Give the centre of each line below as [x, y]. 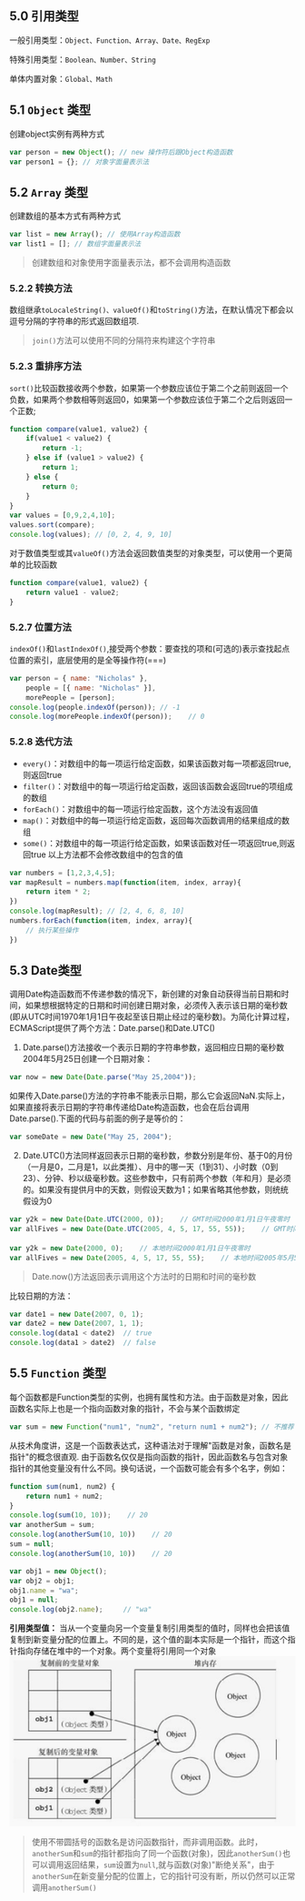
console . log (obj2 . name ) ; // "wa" [81, 1610]
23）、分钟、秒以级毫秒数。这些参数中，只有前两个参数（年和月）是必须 [157, 1178]
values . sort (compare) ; [52, 525]
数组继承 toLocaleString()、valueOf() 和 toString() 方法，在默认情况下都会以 [152, 310]
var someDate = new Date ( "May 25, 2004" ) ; [91, 1137]
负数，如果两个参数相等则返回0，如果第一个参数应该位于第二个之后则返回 [147, 399]
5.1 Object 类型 [50, 111]
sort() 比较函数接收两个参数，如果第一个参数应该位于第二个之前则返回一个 [149, 388]
